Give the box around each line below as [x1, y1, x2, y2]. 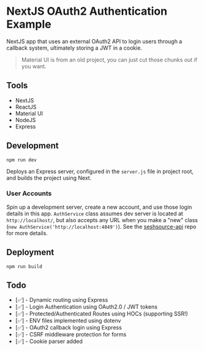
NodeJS [15, 116, 36, 123]
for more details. [6, 229, 48, 237]
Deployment [6, 247, 55, 258]
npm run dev [6, 156, 37, 163]
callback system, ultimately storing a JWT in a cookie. [6, 44, 143, 52]
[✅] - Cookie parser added [15, 337, 83, 345]
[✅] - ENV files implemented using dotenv [15, 317, 121, 325]
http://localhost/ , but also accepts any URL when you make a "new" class [6, 216, 198, 223]
